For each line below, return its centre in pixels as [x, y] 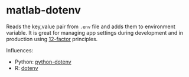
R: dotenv [26, 68]
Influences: [20, 50]
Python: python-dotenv [43, 62]
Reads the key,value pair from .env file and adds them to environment [91, 26]
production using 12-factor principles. [52, 39]
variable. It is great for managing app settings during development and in [95, 32]
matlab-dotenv [43, 10]
